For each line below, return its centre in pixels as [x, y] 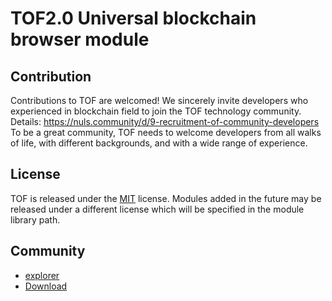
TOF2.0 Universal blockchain [133, 18]
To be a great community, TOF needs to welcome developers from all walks [166, 132]
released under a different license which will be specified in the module [157, 209]
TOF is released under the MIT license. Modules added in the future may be [166, 198]
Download [46, 286]
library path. [35, 219]
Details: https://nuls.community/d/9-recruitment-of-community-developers [165, 121]
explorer [42, 275]
